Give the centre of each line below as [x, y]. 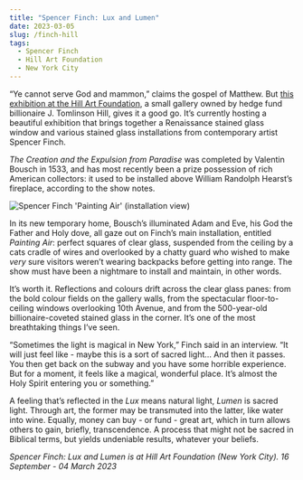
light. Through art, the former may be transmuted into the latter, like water [147, 410]
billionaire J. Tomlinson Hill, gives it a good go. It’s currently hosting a [138, 113]
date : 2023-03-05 [42, 26]
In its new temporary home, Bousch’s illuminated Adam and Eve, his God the [151, 223]
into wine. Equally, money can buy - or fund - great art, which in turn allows [150, 419]
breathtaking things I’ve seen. [65, 327]
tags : [19, 43]
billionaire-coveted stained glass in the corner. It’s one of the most [133, 317]
